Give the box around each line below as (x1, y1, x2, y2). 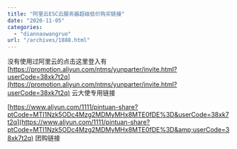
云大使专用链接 (72, 89, 116, 97)
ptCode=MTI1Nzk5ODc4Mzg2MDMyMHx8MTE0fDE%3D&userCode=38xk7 (7, 111, 229, 119)
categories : (7, 23, 43, 31)
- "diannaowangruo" (13, 30, 72, 38)
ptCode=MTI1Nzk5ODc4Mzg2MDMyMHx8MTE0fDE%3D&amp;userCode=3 (7, 126, 230, 134)
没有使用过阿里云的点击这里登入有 (7, 57, 107, 66)
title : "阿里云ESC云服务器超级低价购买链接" (7, 10, 126, 18)
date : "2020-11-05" (7, 17, 65, 24)
